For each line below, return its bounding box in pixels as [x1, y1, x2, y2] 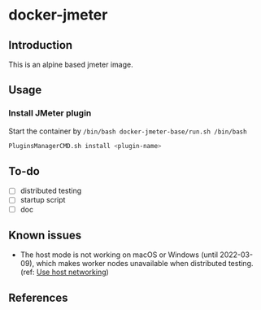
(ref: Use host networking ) [20, 267, 110, 277]
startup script [20, 195, 66, 205]
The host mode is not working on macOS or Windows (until [20, 250, 218, 260]
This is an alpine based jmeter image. [8, 59, 133, 69]
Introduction [8, 38, 73, 52]
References [8, 290, 68, 304]
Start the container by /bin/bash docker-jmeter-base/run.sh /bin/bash [8, 126, 247, 136]
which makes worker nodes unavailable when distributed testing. [36, 259, 254, 269]
